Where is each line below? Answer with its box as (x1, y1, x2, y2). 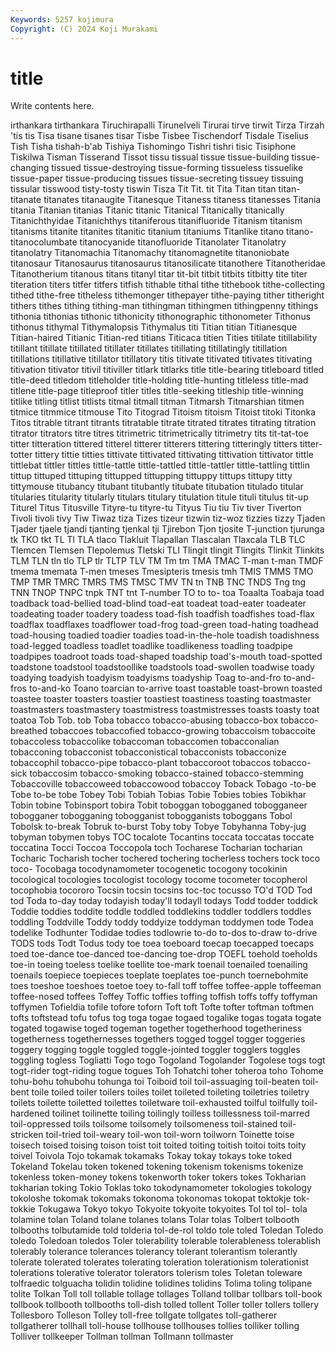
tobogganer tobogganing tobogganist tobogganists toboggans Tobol (10, 810, 293, 822)
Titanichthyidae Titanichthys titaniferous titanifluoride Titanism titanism (10, 215, 303, 227)
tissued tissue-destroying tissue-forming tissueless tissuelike (51, 162, 304, 174)
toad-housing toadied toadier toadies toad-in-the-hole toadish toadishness (10, 629, 320, 641)
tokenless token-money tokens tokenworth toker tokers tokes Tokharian (10, 1171, 307, 1183)
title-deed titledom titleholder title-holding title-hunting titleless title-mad (10, 374, 309, 386)
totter (10, 449, 33, 461)
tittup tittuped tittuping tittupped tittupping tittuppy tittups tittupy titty (10, 470, 293, 482)
